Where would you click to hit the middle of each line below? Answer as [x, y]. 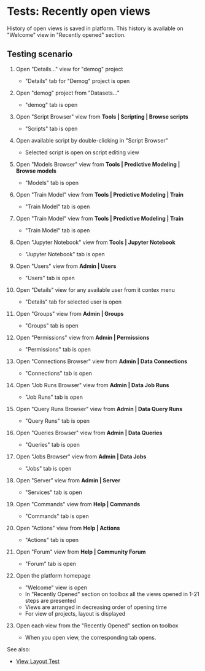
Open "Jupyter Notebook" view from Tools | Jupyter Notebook [95, 242]
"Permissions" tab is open [58, 349]
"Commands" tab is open [57, 516]
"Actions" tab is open [52, 540]
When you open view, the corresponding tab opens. [91, 637]
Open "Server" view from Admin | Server [68, 480]
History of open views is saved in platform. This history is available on [95, 28]
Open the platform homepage [53, 575]
